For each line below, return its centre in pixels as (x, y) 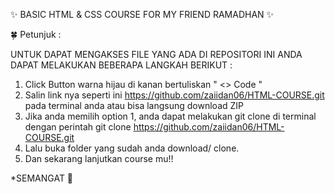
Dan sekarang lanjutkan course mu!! (99, 158)
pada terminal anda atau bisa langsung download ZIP (134, 105)
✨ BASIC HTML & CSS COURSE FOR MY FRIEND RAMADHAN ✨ (142, 14)
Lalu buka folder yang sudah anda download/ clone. (132, 148)
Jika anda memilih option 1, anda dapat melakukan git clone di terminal (170, 116)
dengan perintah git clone (78, 127)
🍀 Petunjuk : (36, 34)
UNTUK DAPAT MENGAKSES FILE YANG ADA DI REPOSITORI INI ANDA (156, 54)
